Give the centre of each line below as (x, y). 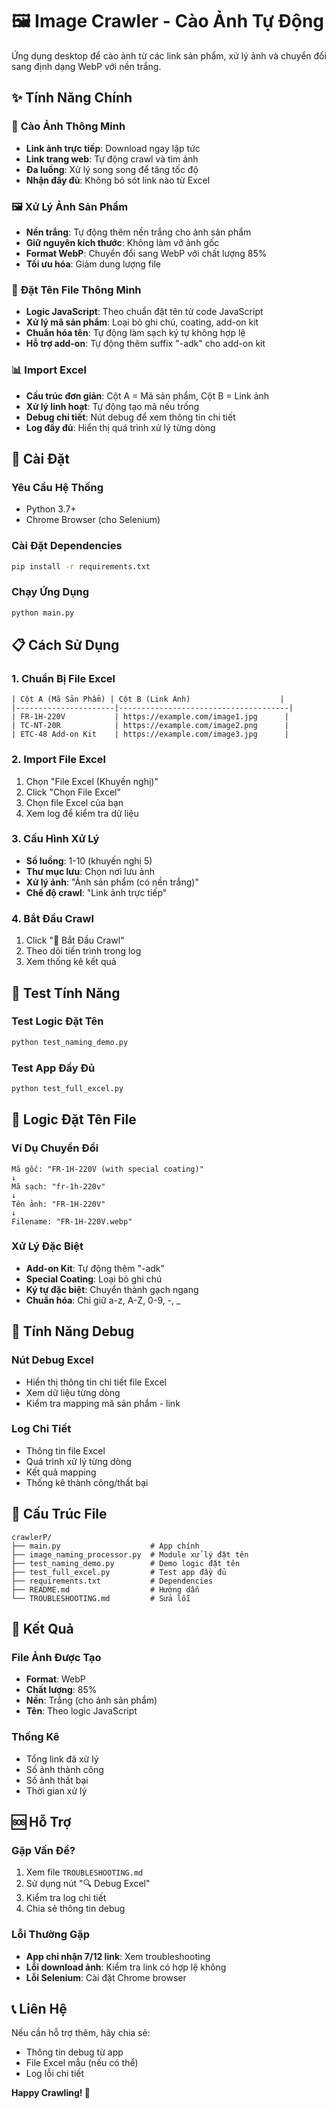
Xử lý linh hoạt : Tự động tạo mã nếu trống (112, 406)
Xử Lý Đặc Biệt (47, 1246)
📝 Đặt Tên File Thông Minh (76, 290)
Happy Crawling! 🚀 (51, 2093)
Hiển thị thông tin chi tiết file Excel (96, 1382)
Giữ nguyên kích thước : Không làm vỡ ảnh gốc (122, 242)
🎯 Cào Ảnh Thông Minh (68, 126)
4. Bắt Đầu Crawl (52, 918)
